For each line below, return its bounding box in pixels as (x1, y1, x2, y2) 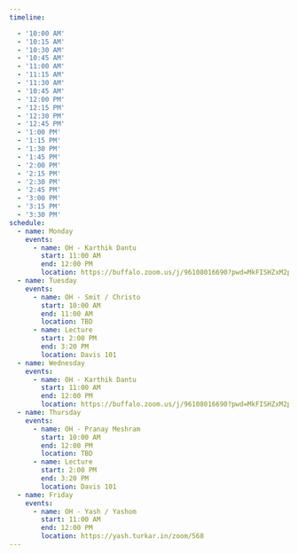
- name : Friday (17, 490, 74, 499)
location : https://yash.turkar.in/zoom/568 (41, 532, 204, 541)
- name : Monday (17, 227, 74, 236)
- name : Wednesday (17, 358, 86, 368)
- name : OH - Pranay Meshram (32, 425, 141, 433)
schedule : (9, 218, 46, 227)
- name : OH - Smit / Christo (32, 293, 141, 301)
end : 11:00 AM (41, 309, 93, 318)
